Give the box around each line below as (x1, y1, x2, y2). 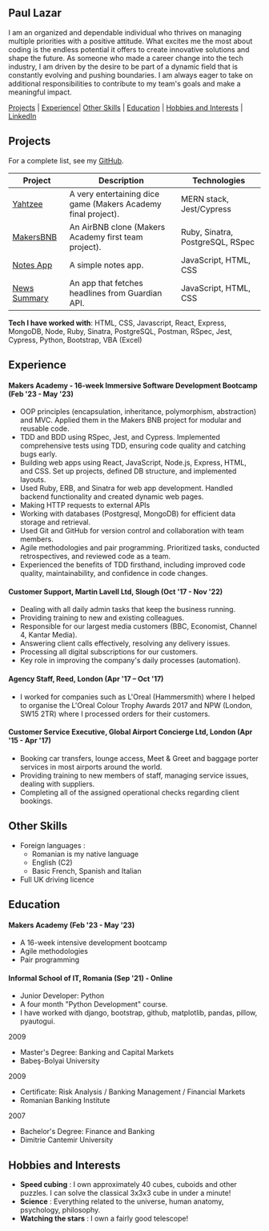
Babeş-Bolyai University (19, 1056, 100, 1066)
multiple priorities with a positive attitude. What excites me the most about (8, 36, 253, 46)
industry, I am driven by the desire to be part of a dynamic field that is (8, 62, 239, 71)
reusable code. (19, 424, 70, 433)
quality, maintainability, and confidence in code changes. (19, 569, 208, 578)
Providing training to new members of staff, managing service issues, (19, 770, 249, 780)
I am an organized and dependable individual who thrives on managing (8, 27, 242, 37)
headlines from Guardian (69, 288, 163, 299)
